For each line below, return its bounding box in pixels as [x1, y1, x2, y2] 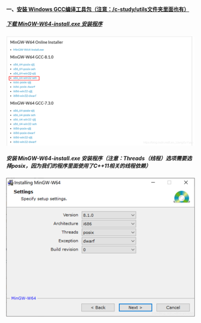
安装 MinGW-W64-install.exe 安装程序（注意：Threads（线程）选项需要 [6, 155, 187, 162]
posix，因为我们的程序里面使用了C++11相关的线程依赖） [11, 162, 151, 169]
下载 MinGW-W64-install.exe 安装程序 [6, 20, 103, 28]
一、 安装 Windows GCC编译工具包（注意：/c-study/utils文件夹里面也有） [6, 5, 190, 13]
